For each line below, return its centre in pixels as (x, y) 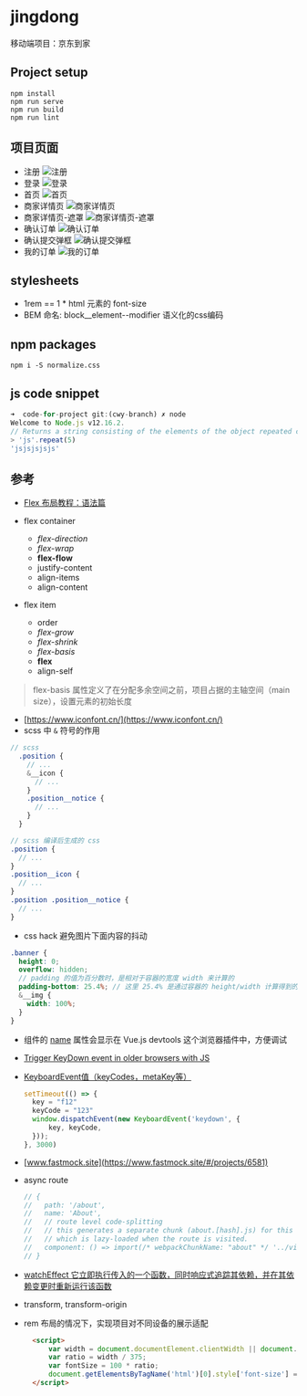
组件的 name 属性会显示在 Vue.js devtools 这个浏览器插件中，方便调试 (155, 1039)
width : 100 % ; (51, 1003)
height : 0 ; (39, 961)
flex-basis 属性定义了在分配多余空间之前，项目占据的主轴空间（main (161, 690)
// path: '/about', (64, 1205)
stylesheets (45, 280)
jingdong (45, 17)
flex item (40, 605)
